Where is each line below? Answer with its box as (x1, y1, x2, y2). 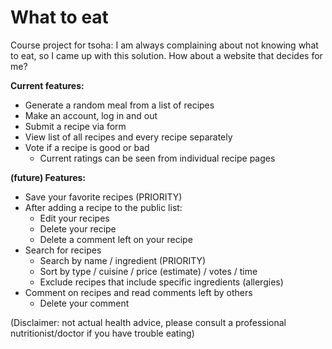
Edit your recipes (39, 212, 110, 224)
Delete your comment (39, 297, 130, 309)
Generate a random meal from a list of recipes (24, 99, 215, 111)
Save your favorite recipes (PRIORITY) (24, 191, 183, 203)
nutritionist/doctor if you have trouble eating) (10, 327, 195, 339)
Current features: (10, 79, 85, 91)
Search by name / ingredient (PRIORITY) (39, 254, 207, 266)
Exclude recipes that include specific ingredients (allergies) (39, 276, 284, 288)
